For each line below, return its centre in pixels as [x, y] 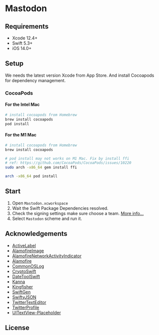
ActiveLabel [24, 245]
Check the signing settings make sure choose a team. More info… [78, 213]
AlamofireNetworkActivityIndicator [47, 256]
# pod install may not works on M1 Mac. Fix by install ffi [67, 158]
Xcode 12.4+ [25, 38]
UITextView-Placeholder [36, 312]
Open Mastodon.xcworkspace [40, 203]
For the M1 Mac [21, 135]
